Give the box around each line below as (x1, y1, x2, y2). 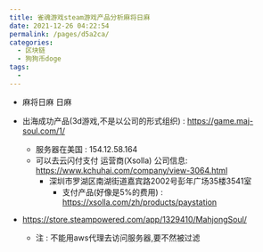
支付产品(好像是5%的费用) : (62, 186, 163, 197)
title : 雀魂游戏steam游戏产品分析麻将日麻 (9, 12, 151, 22)
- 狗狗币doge (17, 54, 62, 63)
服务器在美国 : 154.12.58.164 (35, 143, 138, 154)
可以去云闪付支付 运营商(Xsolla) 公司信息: (35, 155, 188, 166)
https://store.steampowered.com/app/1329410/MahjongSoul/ (21, 214, 248, 224)
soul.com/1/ (21, 126, 65, 136)
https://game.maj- (186, 115, 254, 126)
